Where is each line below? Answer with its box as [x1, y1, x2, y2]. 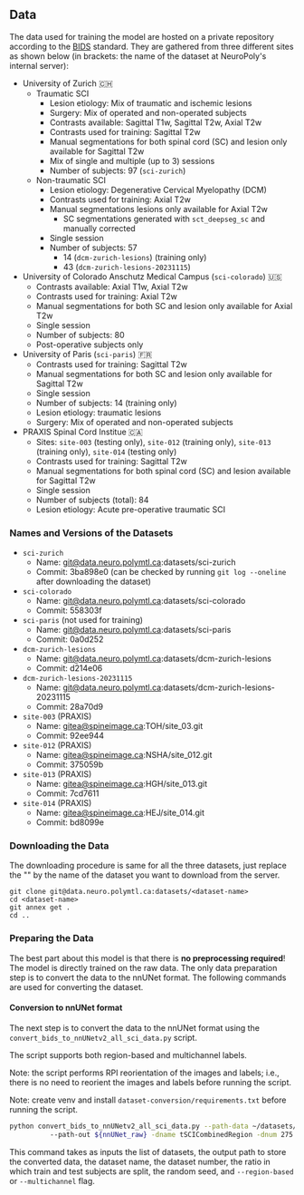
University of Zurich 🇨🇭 [22, 77, 113, 89]
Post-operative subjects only [35, 339, 144, 350]
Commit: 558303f [35, 605, 102, 616]
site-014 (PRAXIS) [22, 798, 92, 809]
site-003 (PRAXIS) [22, 711, 92, 722]
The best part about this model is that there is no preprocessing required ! [9, 952, 286, 964]
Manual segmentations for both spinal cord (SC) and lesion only [49, 136, 288, 147]
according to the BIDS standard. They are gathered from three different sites [9, 41, 294, 52]
